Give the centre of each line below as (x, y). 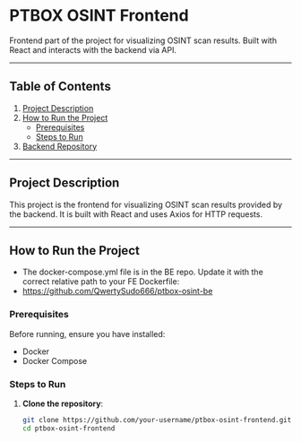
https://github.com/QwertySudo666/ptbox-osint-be (117, 291)
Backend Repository (60, 146)
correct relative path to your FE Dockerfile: (101, 282)
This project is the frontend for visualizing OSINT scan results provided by (146, 204)
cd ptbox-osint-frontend (69, 428)
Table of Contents (60, 87)
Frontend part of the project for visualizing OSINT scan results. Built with (143, 40)
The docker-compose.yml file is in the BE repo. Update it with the (143, 272)
